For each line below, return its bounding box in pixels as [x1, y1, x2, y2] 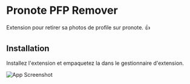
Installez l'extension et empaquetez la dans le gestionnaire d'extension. [6, 59, 185, 67]
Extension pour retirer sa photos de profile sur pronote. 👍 [6, 23, 151, 31]
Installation [6, 43, 50, 54]
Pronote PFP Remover [6, 4, 118, 17]
